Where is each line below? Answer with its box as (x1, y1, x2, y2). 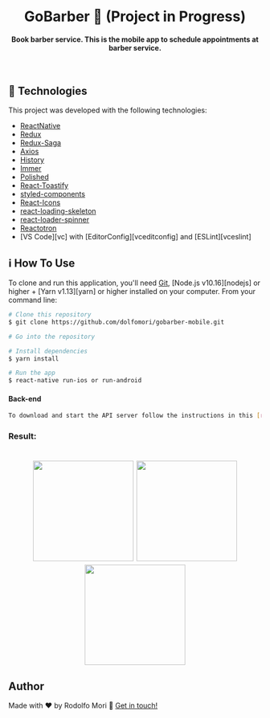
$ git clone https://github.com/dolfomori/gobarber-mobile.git (8, 318, 225, 326)
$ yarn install (8, 354, 59, 363)
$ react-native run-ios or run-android (8, 377, 142, 385)
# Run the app (8, 369, 56, 377)
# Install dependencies (8, 347, 88, 355)
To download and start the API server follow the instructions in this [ (8, 412, 261, 420)
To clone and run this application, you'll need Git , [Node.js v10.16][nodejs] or (8, 278, 261, 288)
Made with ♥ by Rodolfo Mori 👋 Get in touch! (8, 701, 158, 711)
